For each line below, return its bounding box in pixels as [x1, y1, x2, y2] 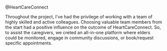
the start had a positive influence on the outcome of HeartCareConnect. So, [5, 24, 161, 30]
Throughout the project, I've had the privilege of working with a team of [5, 14, 152, 19]
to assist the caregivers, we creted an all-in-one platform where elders [5, 30, 150, 35]
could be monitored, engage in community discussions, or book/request [5, 35, 154, 41]
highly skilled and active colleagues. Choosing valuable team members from [5, 19, 162, 25]
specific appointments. [5, 40, 52, 46]
